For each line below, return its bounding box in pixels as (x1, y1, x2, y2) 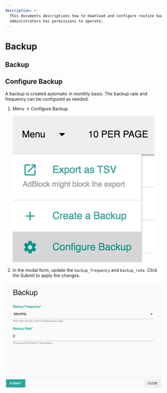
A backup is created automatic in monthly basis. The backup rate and (5, 90, 148, 97)
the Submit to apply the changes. (12, 272, 81, 278)
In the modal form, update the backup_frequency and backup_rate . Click (12, 267, 158, 273)
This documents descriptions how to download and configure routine (9, 13, 155, 18)
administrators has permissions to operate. (9, 18, 103, 23)
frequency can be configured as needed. (5, 96, 89, 102)
